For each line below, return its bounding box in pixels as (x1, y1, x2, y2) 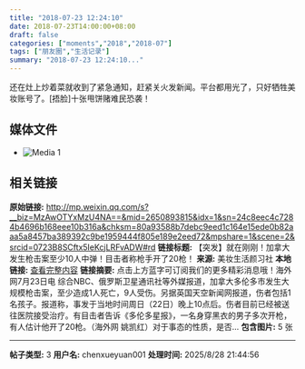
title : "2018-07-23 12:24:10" (9, 13, 124, 23)
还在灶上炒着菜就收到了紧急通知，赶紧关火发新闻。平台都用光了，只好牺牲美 (9, 82, 296, 92)
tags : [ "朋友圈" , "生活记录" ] (9, 47, 111, 56)
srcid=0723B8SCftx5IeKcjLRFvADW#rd (9, 242, 156, 253)
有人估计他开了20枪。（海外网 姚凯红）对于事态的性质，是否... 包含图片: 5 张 (9, 321, 293, 332)
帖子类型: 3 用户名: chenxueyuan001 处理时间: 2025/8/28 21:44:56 (9, 349, 261, 360)
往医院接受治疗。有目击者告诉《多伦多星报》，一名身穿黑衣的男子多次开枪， (9, 310, 292, 321)
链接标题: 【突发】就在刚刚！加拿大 (157, 242, 290, 253)
